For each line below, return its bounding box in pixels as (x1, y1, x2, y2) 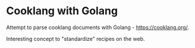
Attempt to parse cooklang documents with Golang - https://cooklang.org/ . (6, 24, 189, 31)
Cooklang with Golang (6, 4, 118, 18)
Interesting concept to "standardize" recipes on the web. (6, 35, 145, 42)
